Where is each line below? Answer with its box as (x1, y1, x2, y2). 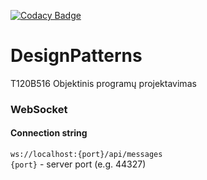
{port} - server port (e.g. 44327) (10, 158, 147, 170)
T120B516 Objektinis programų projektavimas (10, 77, 197, 89)
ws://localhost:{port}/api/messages (10, 150, 163, 160)
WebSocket (10, 102, 68, 116)
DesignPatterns (10, 45, 143, 67)
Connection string (10, 127, 88, 139)
